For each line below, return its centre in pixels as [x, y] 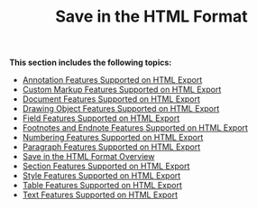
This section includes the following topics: [91, 63]
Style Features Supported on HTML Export [101, 176]
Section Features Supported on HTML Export [106, 166]
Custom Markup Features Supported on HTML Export [122, 90]
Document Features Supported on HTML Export [111, 99]
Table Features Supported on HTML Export [102, 186]
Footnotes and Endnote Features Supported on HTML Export [135, 128]
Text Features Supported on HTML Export [100, 195]
